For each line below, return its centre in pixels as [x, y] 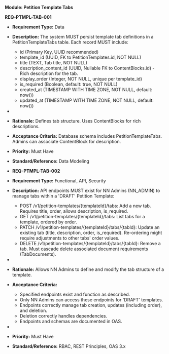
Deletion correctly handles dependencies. [63, 316]
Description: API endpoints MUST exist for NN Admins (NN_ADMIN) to [86, 190]
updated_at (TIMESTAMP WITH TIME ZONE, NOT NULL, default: [87, 100]
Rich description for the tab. [49, 73]
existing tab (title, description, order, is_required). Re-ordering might [91, 233]
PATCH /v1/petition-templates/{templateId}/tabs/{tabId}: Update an [90, 227]
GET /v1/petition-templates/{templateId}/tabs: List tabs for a [82, 217]
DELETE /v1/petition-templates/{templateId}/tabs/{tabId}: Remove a [90, 243]
